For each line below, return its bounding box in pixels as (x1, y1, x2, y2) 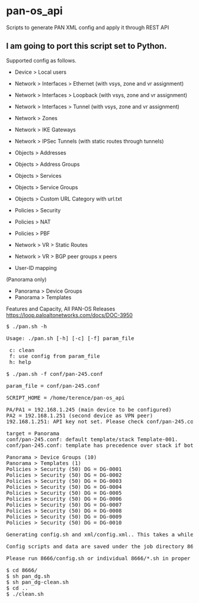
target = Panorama (6, 430, 60, 436)
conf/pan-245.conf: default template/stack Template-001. (6, 436, 178, 442)
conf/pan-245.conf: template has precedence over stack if (6, 442, 182, 448)
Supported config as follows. (6, 56, 77, 64)
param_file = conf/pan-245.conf (6, 382, 100, 389)
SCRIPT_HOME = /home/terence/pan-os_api (6, 394, 126, 401)
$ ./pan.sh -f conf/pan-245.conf (6, 370, 104, 377)
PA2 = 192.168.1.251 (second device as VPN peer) (6, 412, 153, 419)
